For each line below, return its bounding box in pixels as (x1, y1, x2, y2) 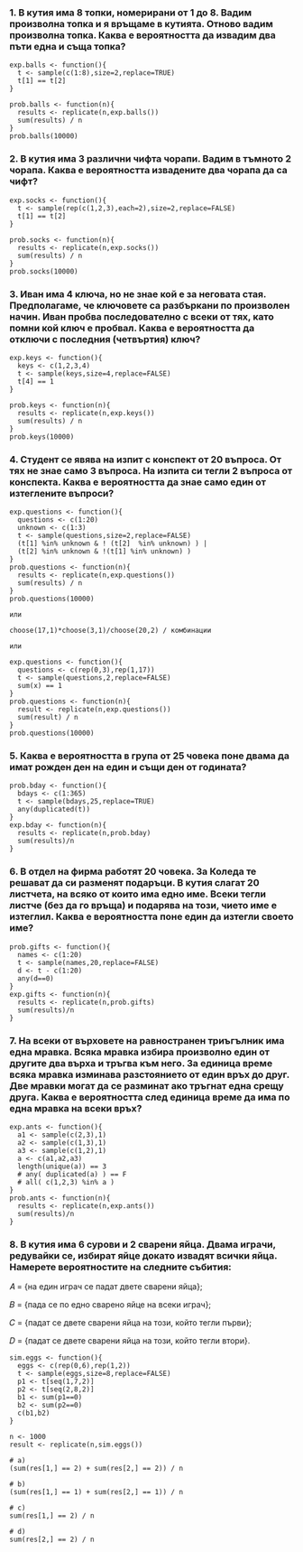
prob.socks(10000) (9, 266, 78, 276)
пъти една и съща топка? (9, 40, 126, 52)
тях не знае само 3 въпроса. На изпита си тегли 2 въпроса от (9, 464, 293, 477)
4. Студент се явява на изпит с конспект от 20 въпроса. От (9, 453, 282, 466)
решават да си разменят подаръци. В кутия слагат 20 (9, 877, 260, 889)
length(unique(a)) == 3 (17, 1162, 106, 1171)
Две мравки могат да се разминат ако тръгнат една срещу (9, 1079, 284, 1092)
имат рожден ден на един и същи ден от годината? (9, 761, 247, 774)
